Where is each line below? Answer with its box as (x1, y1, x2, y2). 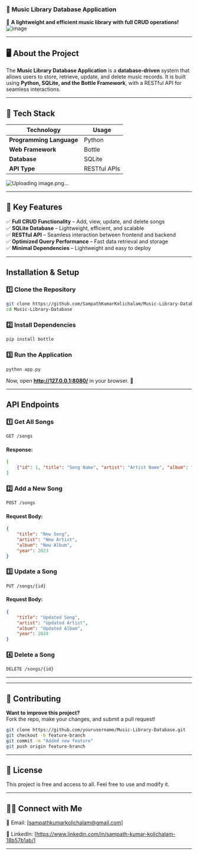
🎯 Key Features (6, 202, 63, 212)
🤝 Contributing (6, 693, 61, 703)
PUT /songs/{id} (6, 583, 46, 589)
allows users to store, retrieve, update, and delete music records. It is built (6, 73, 186, 80)
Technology (26, 126, 61, 134)
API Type (9, 165, 35, 173)
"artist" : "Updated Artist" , (16, 620, 88, 626)
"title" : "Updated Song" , (16, 614, 81, 620)
